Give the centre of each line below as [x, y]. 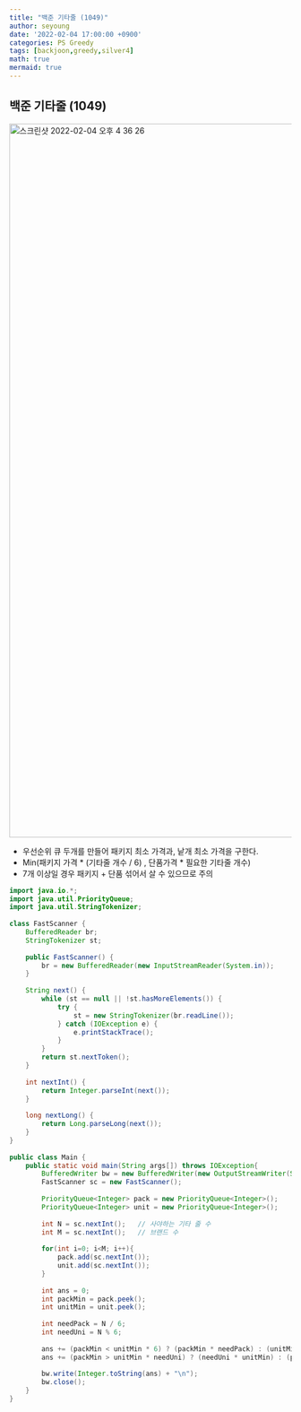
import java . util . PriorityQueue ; [72, 899]
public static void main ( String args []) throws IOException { [142, 1165]
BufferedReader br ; [62, 932]
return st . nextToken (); [86, 1057]
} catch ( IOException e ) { [107, 1024]
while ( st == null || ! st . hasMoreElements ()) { [132, 999]
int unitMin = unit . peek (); [94, 1307]
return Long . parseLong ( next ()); [102, 1124]
